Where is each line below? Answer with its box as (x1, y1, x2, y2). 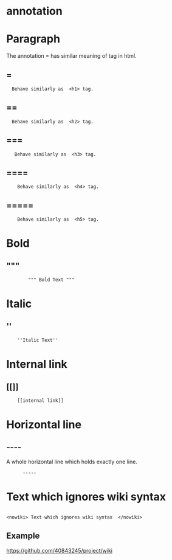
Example (6, 531, 40, 541)
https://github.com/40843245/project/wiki (6, 547, 112, 554)
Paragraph (6, 32, 61, 46)
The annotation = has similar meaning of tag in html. (6, 52, 137, 60)
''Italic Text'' (17, 337, 59, 344)
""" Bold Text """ (28, 277, 75, 283)
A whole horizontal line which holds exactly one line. (6, 458, 138, 466)
